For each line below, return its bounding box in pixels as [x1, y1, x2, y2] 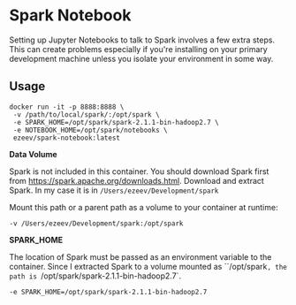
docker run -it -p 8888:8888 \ [9, 103, 125, 111]
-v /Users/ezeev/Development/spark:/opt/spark [9, 218, 184, 228]
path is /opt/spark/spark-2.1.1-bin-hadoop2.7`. [9, 271, 182, 281]
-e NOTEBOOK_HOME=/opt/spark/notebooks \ [12, 126, 168, 134]
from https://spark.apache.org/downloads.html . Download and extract [9, 175, 265, 186]
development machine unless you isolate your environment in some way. [9, 53, 274, 64]
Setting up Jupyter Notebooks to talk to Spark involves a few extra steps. [9, 34, 276, 45]
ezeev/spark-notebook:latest [12, 133, 121, 142]
